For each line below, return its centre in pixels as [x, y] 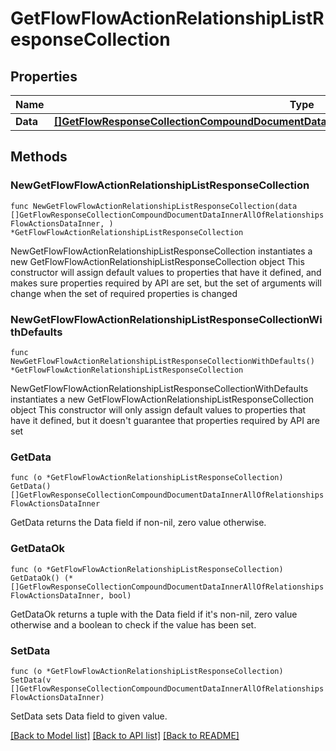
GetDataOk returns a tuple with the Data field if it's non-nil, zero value [154, 614]
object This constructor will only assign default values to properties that [158, 409]
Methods [39, 157]
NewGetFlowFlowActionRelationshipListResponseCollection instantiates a [161, 251]
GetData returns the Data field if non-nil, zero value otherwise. [138, 523]
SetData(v [31, 680]
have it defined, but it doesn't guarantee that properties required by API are [165, 420]
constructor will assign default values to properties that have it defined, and [166, 272]
